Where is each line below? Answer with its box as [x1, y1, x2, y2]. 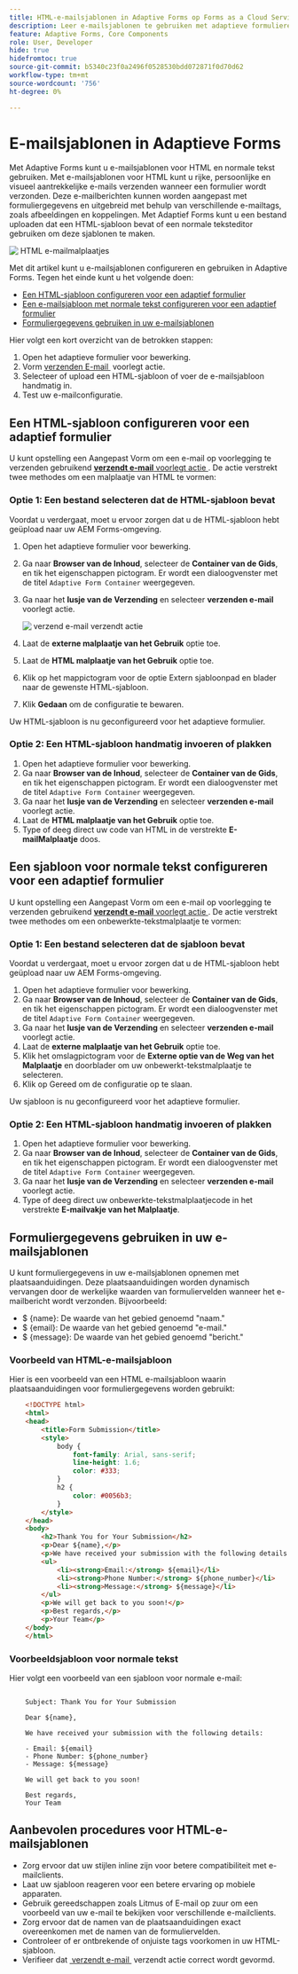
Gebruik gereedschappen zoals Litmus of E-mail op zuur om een [21, 1898, 259, 1908]
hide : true [9, 46, 50, 55]
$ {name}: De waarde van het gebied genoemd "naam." [21, 1313, 225, 1324]
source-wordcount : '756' [9, 79, 101, 88]
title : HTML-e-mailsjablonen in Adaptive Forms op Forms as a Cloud [9, 12, 268, 22]
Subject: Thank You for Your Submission [25, 1698, 176, 1707]
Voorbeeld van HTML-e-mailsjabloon [9, 1354, 173, 1366]
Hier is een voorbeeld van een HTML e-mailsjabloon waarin [9, 1374, 226, 1385]
